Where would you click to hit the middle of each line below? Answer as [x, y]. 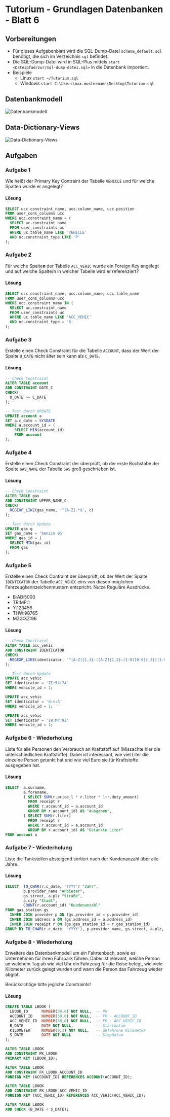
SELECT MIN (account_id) [39, 430]
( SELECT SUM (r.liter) [47, 816]
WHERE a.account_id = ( [30, 425]
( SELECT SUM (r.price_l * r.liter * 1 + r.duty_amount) [81, 797]
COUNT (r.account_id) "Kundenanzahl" [62, 905]
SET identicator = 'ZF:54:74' [37, 683]
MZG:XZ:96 [25, 619]
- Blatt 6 [22, 20]
